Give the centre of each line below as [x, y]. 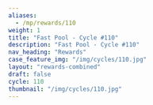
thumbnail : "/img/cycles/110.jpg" [65, 89]
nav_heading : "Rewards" [48, 52]
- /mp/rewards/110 [46, 23]
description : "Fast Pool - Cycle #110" [74, 45]
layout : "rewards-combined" [55, 67]
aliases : [23, 15]
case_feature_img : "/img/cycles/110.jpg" [78, 60]
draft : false [30, 74]
